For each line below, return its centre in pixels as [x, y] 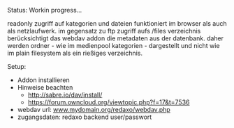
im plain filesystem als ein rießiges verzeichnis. [75, 53]
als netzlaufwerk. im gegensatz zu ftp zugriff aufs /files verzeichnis [104, 31]
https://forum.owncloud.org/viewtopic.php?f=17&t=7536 [109, 102]
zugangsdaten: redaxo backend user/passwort [85, 117]
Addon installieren [43, 80]
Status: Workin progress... [45, 10]
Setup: [17, 66]
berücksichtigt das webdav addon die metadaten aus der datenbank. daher [116, 38]
